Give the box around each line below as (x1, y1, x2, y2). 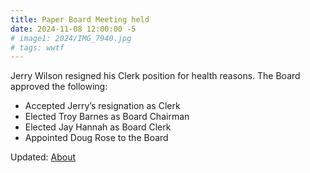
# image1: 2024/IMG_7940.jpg (10, 33, 132, 43)
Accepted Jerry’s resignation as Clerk (24, 100, 181, 112)
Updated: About (10, 151, 77, 163)
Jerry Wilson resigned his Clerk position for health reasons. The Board (10, 70, 301, 82)
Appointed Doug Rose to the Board (24, 132, 169, 144)
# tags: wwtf (10, 42, 65, 53)
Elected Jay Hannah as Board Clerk (24, 121, 172, 133)
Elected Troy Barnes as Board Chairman (24, 111, 190, 123)
